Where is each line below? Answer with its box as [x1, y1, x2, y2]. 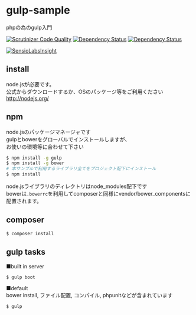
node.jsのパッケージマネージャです [6, 128, 91, 135]
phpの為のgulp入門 [6, 24, 53, 31]
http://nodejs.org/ [6, 95, 49, 102]
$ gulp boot [6, 274, 35, 280]
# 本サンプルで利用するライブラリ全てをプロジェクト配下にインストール [6, 166, 156, 172]
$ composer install [6, 230, 54, 236]
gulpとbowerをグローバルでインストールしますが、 [6, 135, 130, 142]
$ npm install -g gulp [6, 155, 62, 161]
